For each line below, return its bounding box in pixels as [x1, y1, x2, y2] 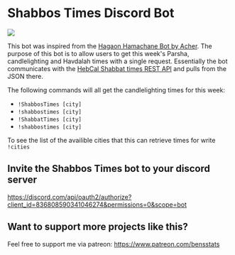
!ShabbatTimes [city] [17, 116, 82, 123]
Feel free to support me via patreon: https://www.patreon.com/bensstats [7, 239, 220, 248]
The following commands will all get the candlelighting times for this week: [7, 85, 226, 94]
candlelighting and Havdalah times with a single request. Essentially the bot [7, 57, 229, 65]
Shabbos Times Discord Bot [7, 5, 175, 21]
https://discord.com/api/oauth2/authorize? [7, 192, 132, 201]
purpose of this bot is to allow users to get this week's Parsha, [7, 49, 190, 58]
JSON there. [7, 72, 44, 80]
